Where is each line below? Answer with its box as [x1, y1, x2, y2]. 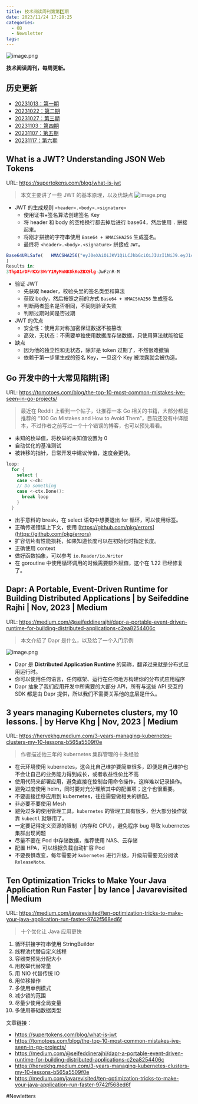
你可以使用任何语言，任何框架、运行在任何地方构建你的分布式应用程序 [14, 675, 186, 683]
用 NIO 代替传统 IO [14, 970, 60, 977]
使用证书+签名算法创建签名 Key [23, 211, 100, 218]
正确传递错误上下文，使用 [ [14, 523, 81, 530]
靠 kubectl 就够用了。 [14, 815, 68, 822]
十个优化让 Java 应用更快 [20, 928, 82, 935]
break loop [21, 494, 49, 500]
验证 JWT [14, 281, 38, 288]
